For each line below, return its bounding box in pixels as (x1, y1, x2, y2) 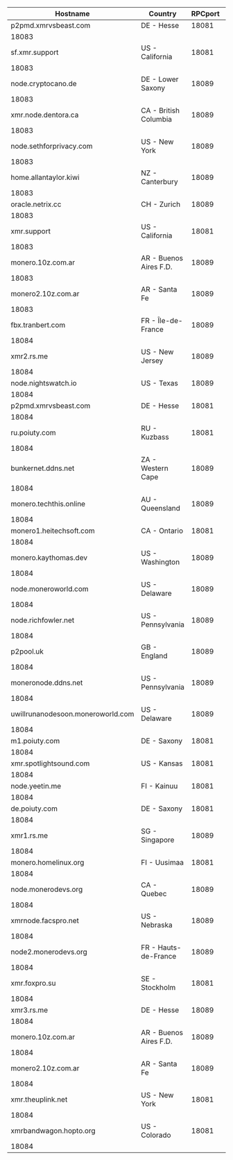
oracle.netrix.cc (10, 199, 62, 209)
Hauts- (157, 943, 182, 952)
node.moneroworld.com (10, 584, 89, 593)
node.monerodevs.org (10, 885, 83, 894)
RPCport (191, 9, 220, 18)
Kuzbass (141, 432, 169, 442)
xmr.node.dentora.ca (10, 110, 79, 119)
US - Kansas (141, 759, 183, 768)
